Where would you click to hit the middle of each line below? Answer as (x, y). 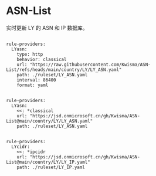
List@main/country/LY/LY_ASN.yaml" (50, 121)
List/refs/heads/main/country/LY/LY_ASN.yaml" (64, 70)
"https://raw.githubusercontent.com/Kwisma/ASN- (90, 65)
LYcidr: (21, 147)
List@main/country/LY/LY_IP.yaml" (48, 162)
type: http (30, 54)
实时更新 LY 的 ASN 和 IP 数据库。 (47, 28)
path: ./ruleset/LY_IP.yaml (51, 167)
